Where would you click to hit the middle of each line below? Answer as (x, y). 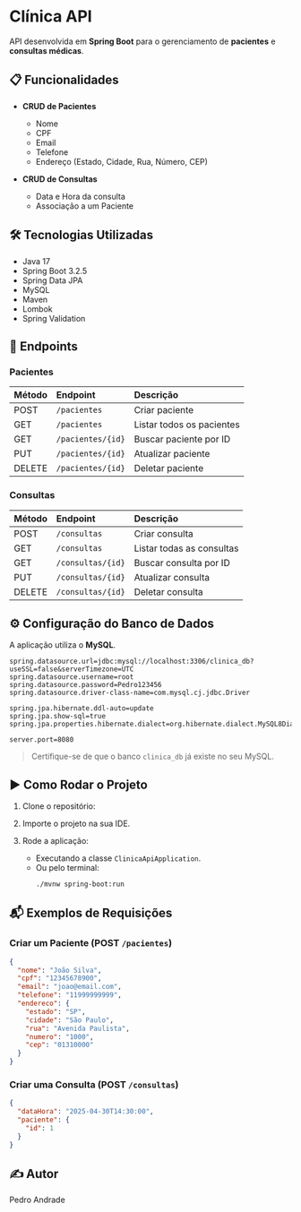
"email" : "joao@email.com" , (70, 987)
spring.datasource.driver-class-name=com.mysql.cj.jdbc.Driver (130, 693)
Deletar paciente (169, 468)
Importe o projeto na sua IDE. (76, 824)
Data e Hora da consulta (80, 196)
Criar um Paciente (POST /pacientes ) (91, 943)
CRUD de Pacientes (59, 106)
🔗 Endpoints (44, 346)
